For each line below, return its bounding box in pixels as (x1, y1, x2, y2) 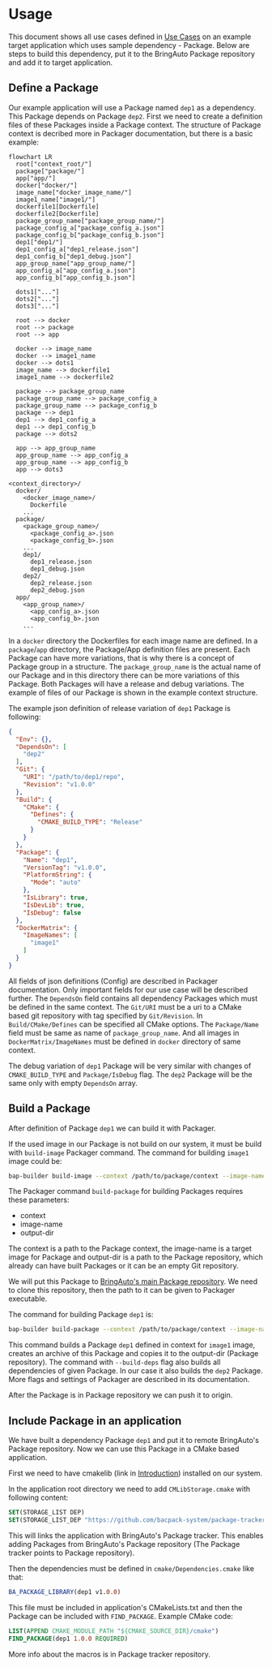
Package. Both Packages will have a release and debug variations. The (8, 678, 244, 688)
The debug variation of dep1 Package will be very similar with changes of (8, 1061, 252, 1070)
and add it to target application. (8, 58, 113, 67)
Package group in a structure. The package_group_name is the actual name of (8, 661, 261, 671)
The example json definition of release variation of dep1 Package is (8, 703, 231, 713)
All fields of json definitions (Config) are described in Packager (8, 976, 219, 986)
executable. (8, 1294, 48, 1303)
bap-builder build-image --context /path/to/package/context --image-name (8, 1172, 266, 1180)
